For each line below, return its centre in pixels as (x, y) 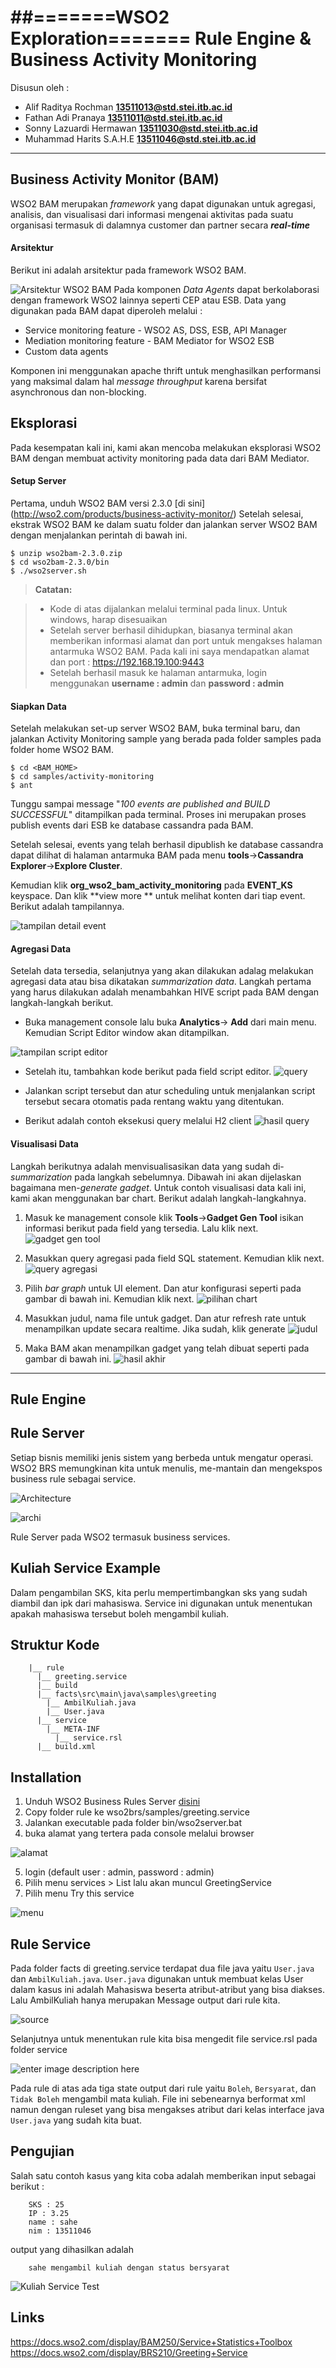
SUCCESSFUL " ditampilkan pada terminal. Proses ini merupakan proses (158, 815)
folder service (39, 2050)
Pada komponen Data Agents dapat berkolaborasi (216, 289)
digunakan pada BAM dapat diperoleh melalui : (106, 310)
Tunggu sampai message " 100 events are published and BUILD (140, 804)
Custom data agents (66, 351)
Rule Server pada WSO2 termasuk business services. (120, 1537)
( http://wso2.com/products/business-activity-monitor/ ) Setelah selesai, (157, 513)
